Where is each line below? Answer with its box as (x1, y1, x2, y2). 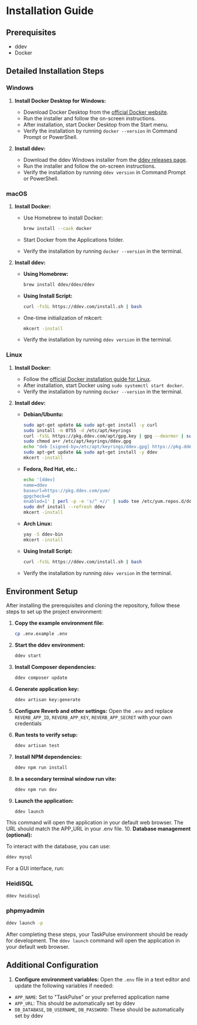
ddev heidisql (6, 893, 41, 899)
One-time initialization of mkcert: (23, 314, 103, 321)
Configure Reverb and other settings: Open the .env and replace (14, 707, 174, 714)
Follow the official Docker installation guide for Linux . (23, 376, 152, 383)
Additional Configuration (6, 960, 98, 970)
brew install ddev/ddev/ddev (23, 282, 95, 287)
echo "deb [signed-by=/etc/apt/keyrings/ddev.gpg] (23, 444, 150, 450)
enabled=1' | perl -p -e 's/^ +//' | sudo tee (23, 499, 140, 505)
